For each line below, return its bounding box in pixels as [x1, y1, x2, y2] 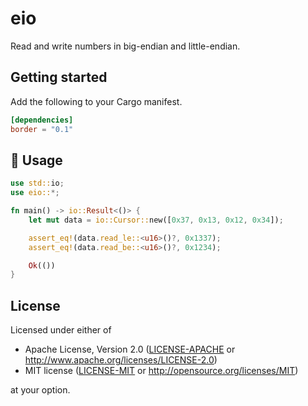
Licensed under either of [10, 324, 112, 336]
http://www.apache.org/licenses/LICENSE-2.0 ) [24, 354, 218, 366]
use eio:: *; [10, 188, 60, 198]
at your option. [10, 384, 71, 396]
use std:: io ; [10, 178, 65, 189]
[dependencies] [10, 115, 74, 125]
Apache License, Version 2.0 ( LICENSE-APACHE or [24, 343, 236, 356]
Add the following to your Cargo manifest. [10, 95, 183, 107]
